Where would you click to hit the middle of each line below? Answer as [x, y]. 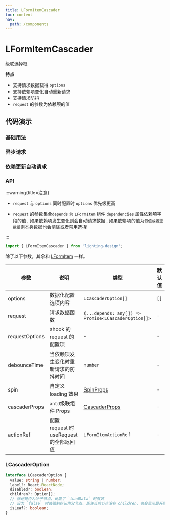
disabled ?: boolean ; [31, 489]
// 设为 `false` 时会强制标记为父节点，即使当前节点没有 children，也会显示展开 [86, 504]
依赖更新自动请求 [26, 167]
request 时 [62, 428]
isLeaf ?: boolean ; [29, 508]
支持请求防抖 [26, 98]
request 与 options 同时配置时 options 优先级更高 [64, 203]
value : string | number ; [36, 480]
